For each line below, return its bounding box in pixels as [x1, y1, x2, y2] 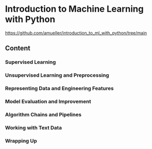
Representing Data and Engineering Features [5, 85, 114, 92]
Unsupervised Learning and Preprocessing [5, 72, 109, 79]
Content [5, 44, 31, 52]
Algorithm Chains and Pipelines [5, 111, 82, 118]
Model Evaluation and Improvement [5, 98, 91, 105]
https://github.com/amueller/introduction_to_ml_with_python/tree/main [5, 30, 147, 36]
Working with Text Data [5, 124, 62, 131]
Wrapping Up [5, 137, 38, 144]
